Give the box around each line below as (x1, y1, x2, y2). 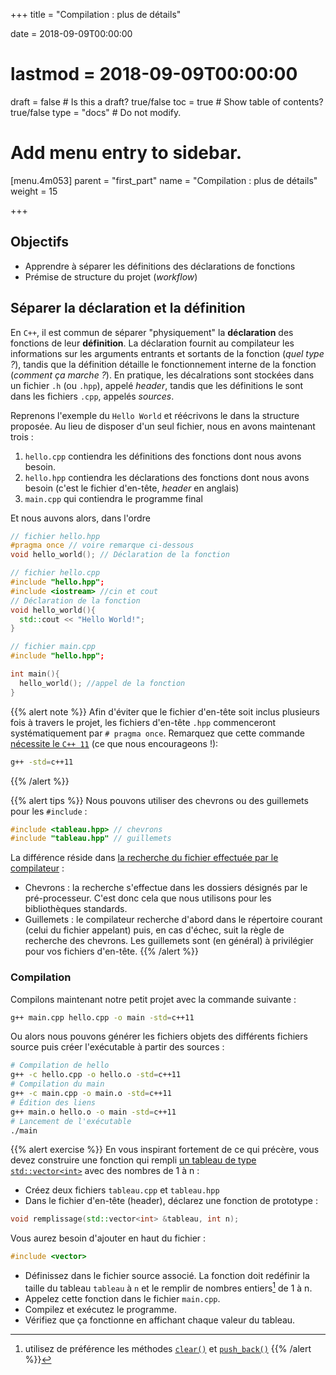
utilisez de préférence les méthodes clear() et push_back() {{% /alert (24, 1342, 312, 1354)
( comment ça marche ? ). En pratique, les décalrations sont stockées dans (10, 369, 315, 381)
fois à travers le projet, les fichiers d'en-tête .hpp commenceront (10, 716, 276, 728)
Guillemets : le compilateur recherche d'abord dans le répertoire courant (24, 914, 323, 926)
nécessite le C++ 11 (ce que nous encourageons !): (10, 737, 219, 749)
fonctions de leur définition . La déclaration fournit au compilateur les (10, 337, 295, 349)
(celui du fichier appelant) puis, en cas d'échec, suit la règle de (24, 924, 285, 936)
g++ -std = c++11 (10, 757, 74, 767)
